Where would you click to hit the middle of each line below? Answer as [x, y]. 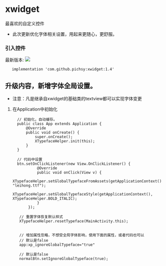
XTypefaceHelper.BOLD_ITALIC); [45, 199]
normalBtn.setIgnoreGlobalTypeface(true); [64, 259]
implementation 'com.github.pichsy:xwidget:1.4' [63, 69]
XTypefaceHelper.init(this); [65, 141]
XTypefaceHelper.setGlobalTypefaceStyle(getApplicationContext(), [83, 195]
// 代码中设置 [30, 160]
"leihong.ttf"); [29, 186]
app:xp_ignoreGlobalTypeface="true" [57, 245]
